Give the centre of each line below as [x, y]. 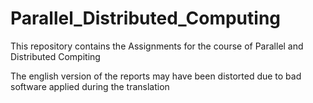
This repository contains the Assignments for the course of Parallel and [157, 46]
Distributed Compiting [55, 56]
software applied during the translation [90, 86]
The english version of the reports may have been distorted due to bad [156, 76]
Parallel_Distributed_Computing [146, 18]
